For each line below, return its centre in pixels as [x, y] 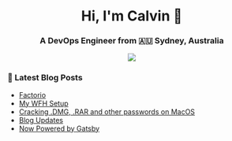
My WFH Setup [43, 103]
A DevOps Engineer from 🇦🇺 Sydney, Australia [132, 41]
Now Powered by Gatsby [59, 128]
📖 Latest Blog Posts [45, 78]
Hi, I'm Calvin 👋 [132, 16]
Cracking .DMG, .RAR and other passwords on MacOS [107, 111]
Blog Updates [41, 120]
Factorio [32, 95]
